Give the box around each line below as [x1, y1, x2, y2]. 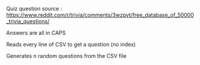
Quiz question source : [6, 5, 62, 12]
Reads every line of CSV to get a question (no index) [6, 41, 136, 48]
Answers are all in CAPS [6, 29, 66, 36]
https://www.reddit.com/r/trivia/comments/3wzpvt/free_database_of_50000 [6, 11, 194, 18]
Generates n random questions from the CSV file [6, 52, 127, 59]
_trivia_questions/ [6, 18, 50, 24]
